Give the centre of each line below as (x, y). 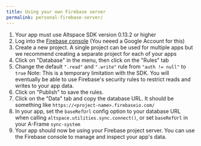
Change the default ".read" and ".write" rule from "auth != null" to (100, 66)
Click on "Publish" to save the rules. (59, 92)
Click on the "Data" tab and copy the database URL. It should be (94, 98)
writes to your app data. (44, 85)
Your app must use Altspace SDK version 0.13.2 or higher (85, 34)
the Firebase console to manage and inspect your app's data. (91, 136)
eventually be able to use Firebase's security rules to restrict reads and (103, 79)
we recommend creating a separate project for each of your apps (96, 53)
